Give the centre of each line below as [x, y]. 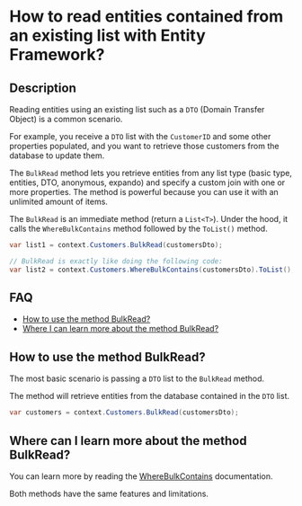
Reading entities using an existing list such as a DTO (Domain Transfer [137, 109]
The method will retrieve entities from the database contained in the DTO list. [150, 396]
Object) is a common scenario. [66, 119]
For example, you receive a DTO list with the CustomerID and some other [140, 136]
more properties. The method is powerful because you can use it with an [144, 192]
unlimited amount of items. [58, 201]
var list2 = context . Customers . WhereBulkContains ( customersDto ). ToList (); [152, 270]
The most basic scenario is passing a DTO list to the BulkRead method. [137, 378]
